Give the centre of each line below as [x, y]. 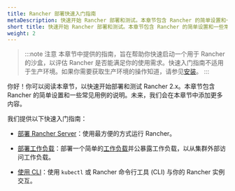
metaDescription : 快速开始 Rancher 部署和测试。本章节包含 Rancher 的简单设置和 [117, 20]
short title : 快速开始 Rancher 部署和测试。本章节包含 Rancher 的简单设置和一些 [116, 27]
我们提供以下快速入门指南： [47, 119]
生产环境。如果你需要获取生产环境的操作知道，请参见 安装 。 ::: [120, 71]
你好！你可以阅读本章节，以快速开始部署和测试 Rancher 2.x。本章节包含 [111, 86]
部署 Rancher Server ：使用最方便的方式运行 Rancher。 [97, 134]
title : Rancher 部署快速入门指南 [52, 14]
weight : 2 [22, 33]
